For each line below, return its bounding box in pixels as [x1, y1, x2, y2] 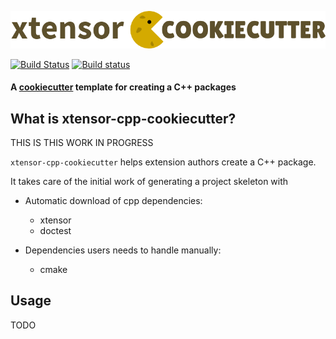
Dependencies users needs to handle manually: [24, 244, 222, 256]
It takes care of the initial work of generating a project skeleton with [10, 176, 289, 188]
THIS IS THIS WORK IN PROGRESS [10, 137, 154, 149]
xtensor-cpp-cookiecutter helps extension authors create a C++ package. [10, 156, 317, 168]
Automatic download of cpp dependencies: [24, 195, 203, 207]
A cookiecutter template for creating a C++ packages [10, 81, 237, 93]
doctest [39, 225, 72, 237]
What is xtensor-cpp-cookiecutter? [10, 110, 237, 127]
